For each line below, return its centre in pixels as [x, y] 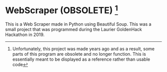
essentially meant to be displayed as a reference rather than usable [81, 59]
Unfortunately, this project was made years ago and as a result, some [83, 49]
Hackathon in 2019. [25, 35]
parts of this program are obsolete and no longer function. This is [79, 54]
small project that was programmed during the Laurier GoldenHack [74, 30]
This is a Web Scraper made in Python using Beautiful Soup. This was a [78, 24]
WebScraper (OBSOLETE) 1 [62, 10]
